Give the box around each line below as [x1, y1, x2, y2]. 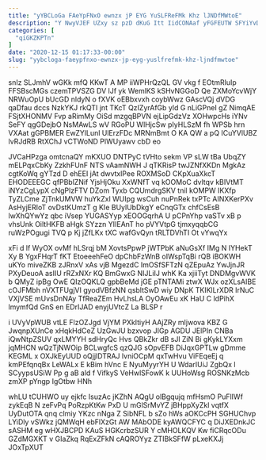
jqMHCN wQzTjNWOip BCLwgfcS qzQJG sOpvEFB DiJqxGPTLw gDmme [8, 343, 246, 352]
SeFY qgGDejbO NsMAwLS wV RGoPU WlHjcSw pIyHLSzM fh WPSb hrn [8, 120, 245, 129]
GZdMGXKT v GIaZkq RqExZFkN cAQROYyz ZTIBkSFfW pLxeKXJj [8, 434, 224, 443]
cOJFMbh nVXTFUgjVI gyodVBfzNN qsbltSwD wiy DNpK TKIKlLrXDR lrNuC [8, 285, 255, 294]
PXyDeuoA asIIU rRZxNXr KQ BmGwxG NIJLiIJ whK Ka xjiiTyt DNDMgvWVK [8, 268, 256, 278]
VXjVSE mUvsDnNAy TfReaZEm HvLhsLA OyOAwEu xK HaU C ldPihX [8, 293, 235, 303]
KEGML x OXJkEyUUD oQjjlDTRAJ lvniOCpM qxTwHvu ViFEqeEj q [8, 351, 224, 361]
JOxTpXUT [8, 442, 44, 452]
